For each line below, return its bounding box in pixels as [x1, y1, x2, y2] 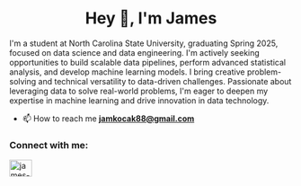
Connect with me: [9, 138, 89, 151]
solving [9, 75, 37, 86]
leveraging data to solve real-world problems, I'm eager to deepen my [9, 85, 269, 96]
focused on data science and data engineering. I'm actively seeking [9, 47, 261, 58]
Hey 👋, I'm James [84, 8, 217, 29]
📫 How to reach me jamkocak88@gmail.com [22, 112, 195, 124]
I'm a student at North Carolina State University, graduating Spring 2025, [9, 38, 279, 49]
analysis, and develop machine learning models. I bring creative [9, 66, 245, 77]
